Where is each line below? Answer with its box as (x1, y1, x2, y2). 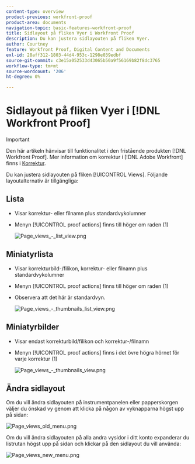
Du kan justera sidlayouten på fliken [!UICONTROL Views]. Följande (6, 171, 168, 178)
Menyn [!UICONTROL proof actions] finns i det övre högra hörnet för (14, 349, 180, 356)
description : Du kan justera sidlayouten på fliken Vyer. (6, 36, 150, 42)
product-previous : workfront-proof (6, 14, 93, 20)
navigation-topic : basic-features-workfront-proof (6, 25, 132, 31)
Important (6, 136, 30, 143)
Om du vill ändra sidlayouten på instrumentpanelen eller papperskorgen (6, 399, 179, 406)
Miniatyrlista (6, 249, 54, 259)
